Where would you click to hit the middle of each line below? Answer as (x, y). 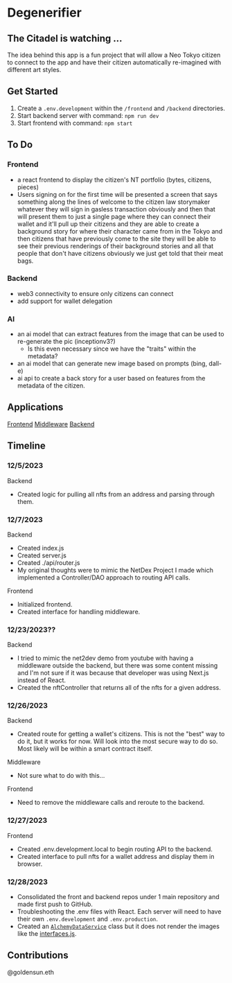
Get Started (33, 92)
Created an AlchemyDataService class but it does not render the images (118, 926)
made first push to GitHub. (55, 904)
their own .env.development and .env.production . (87, 919)
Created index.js (41, 548)
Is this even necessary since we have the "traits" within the (111, 349)
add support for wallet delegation (65, 301)
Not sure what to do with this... (61, 776)
